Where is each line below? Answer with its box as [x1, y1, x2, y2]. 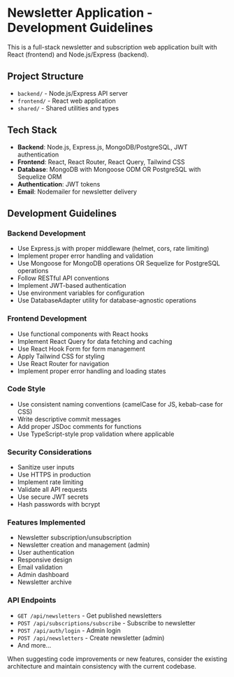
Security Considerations [7, 447, 92, 457]
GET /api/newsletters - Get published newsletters [17, 611, 162, 620]
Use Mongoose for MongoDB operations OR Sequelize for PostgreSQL [17, 259, 221, 268]
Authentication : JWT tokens [17, 180, 101, 188]
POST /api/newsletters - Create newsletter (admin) [17, 634, 165, 642]
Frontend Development [7, 314, 87, 323]
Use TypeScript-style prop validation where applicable [17, 430, 175, 438]
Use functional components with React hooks [17, 330, 149, 338]
